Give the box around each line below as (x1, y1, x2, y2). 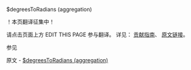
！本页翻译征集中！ (6, 18, 55, 25)
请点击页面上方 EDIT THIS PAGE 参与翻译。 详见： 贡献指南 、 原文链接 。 (6, 31, 189, 38)
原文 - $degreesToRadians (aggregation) (6, 57, 109, 63)
